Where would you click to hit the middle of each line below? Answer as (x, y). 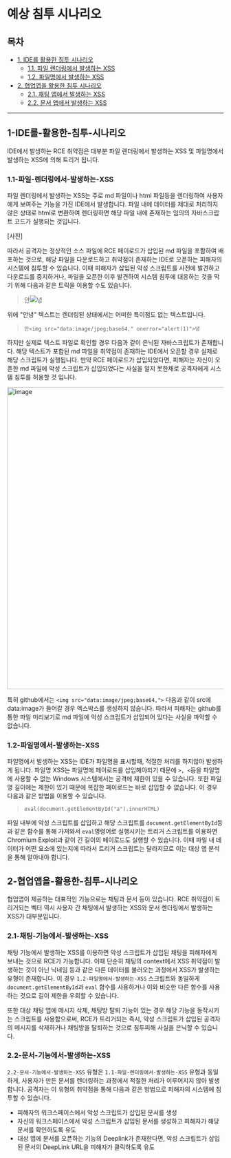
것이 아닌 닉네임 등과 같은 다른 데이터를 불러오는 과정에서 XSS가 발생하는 (123, 970)
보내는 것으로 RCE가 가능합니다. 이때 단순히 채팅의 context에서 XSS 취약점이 (110, 961)
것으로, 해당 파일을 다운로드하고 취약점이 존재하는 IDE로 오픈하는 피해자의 (123, 259)
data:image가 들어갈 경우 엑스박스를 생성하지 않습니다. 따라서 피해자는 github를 (114, 709)
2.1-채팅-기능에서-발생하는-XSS (58, 936)
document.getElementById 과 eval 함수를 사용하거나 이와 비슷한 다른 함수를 (107, 987)
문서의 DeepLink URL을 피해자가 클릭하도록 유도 (90, 1147)
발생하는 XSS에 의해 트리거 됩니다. (53, 159)
